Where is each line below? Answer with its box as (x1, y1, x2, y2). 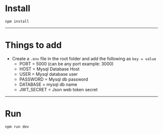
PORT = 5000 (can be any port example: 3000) (19, 61, 114, 67)
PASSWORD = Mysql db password (19, 76, 88, 82)
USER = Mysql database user (19, 71, 78, 77)
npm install (5, 19, 29, 24)
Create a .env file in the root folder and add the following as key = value (12, 55, 156, 61)
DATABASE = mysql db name (19, 81, 78, 87)
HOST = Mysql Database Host (19, 66, 80, 72)
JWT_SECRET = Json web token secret (19, 86, 98, 92)
